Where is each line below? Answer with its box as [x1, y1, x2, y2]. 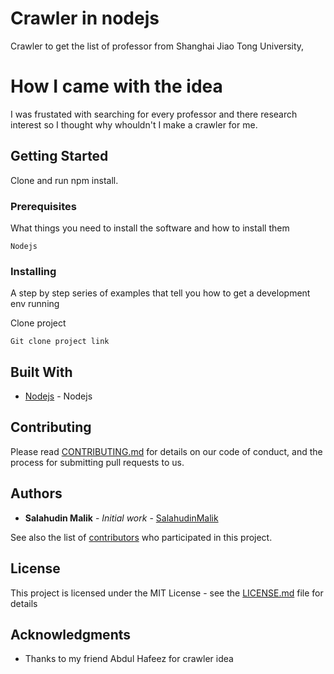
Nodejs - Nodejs [24, 390, 93, 402]
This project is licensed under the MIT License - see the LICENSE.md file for [10, 587, 324, 599]
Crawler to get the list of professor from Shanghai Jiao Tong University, [10, 40, 305, 52]
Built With [10, 363, 73, 381]
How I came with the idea [10, 75, 223, 98]
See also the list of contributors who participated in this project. [10, 531, 273, 543]
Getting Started [10, 148, 109, 165]
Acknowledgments [10, 626, 132, 643]
